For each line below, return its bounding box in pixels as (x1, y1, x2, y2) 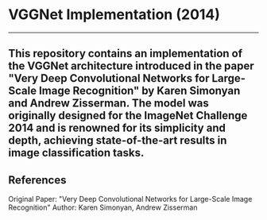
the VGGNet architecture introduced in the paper (8, 60, 254, 73)
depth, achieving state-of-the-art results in (8, 133, 227, 148)
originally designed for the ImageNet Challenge (8, 109, 248, 122)
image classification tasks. (8, 146, 145, 160)
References (8, 173, 67, 187)
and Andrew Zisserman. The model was (8, 97, 209, 110)
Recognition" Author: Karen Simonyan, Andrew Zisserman (8, 203, 198, 212)
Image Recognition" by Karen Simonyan (38, 84, 241, 98)
